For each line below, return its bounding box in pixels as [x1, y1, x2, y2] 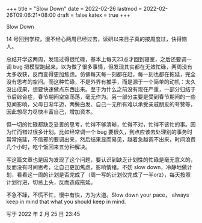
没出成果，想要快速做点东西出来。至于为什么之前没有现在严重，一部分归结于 [6, 86, 196, 92]
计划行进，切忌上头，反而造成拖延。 [6, 179, 96, 185]
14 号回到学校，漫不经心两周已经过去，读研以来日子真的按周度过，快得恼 [6, 35, 188, 43]
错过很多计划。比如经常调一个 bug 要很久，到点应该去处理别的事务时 [22, 128, 193, 135]
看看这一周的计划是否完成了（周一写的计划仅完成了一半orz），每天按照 [16, 171, 191, 178]
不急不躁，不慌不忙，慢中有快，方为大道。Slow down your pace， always [6, 191, 189, 198]
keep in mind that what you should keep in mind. [6, 198, 126, 205]
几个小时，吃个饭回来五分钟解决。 [6, 143, 91, 150]
